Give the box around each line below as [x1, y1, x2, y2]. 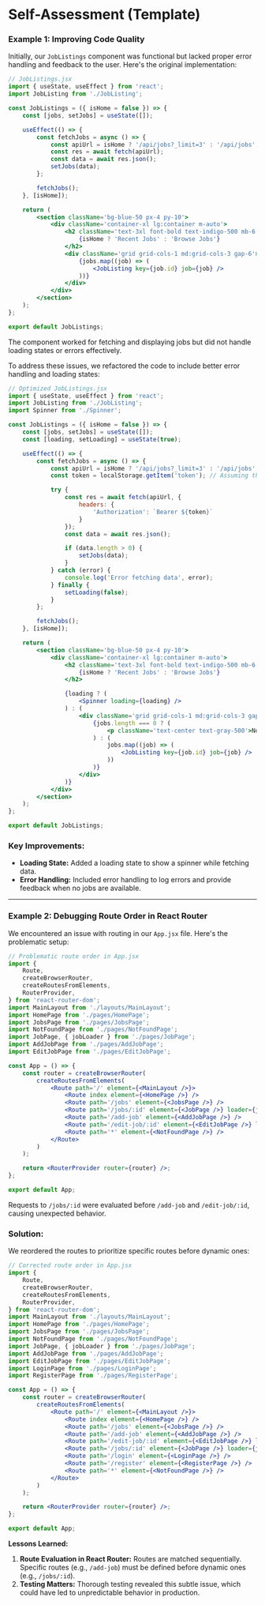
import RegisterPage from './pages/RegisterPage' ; [8, 1372, 178, 1380]
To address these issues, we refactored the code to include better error [8, 361, 241, 370]
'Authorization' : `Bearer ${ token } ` [92, 508, 214, 516]
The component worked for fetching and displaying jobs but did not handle [8, 337, 252, 347]
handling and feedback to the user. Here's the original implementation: [8, 60, 237, 70]
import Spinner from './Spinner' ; [8, 407, 122, 415]
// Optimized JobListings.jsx [8, 385, 108, 393]
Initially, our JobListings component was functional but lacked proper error [8, 51, 252, 61]
